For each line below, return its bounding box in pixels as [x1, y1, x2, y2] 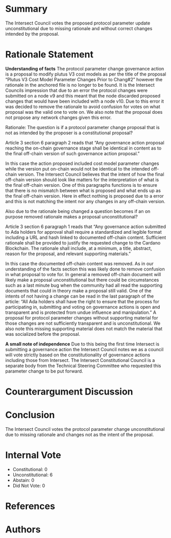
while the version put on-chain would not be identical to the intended [5, 165, 151, 172]
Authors [5, 524, 41, 535]
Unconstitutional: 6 [12, 472, 53, 478]
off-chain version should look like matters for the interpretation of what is [5, 177, 159, 183]
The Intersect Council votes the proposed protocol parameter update [5, 20, 151, 26]
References [5, 501, 55, 512]
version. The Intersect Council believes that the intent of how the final [17, 171, 164, 177]
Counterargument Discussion [5, 386, 134, 398]
